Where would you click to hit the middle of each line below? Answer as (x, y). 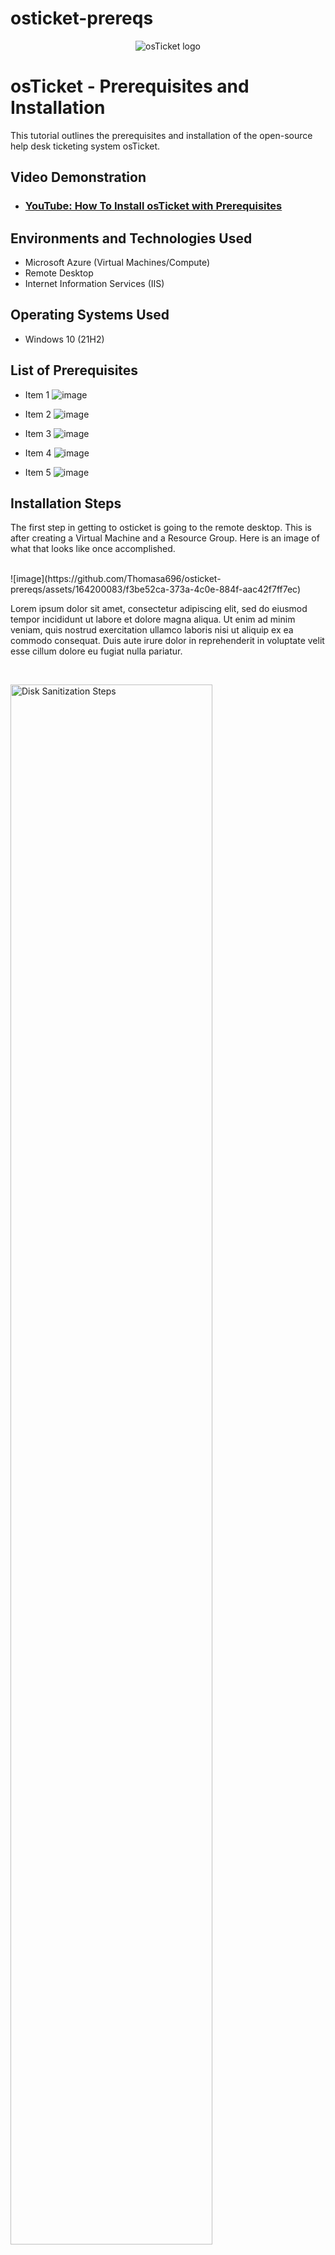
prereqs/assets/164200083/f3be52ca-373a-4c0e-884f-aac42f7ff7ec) (156, 589)
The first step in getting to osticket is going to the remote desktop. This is (161, 528)
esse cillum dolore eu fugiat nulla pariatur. (96, 651)
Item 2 (38, 414)
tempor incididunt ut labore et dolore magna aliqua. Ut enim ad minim (153, 619)
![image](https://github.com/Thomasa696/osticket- (116, 579)
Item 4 (38, 453)
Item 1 (37, 394)
